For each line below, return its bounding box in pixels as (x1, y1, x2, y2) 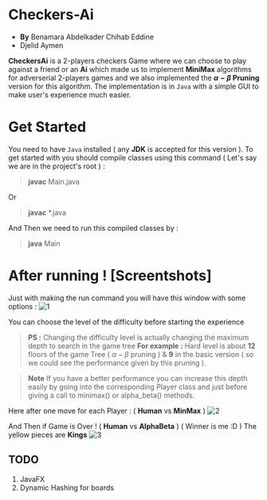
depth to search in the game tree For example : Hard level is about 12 (27, 341, 256, 351)
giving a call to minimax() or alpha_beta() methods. (27, 390, 195, 400)
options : (8, 301, 37, 311)
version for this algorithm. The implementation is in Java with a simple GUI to (8, 81, 259, 91)
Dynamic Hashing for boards (19, 482, 114, 492)
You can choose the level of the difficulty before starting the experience (8, 317, 245, 327)
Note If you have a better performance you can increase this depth (27, 373, 248, 383)
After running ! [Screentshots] (8, 267, 213, 285)
